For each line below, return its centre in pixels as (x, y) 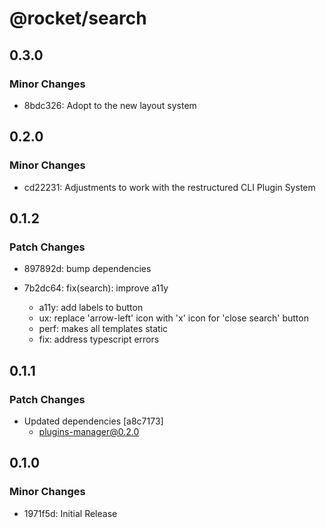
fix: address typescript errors (99, 339)
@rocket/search (78, 18)
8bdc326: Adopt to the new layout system (110, 105)
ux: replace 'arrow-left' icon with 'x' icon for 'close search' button (173, 318)
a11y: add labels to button (91, 308)
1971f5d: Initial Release (70, 513)
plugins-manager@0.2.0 (89, 431)
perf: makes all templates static (103, 329)
